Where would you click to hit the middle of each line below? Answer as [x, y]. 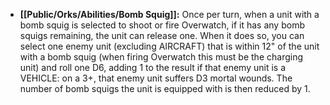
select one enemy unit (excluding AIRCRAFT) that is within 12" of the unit [169, 46]
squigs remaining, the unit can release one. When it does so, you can [162, 35]
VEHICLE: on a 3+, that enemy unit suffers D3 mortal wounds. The [156, 78]
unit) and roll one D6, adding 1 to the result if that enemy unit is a [152, 67]
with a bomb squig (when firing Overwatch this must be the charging [161, 57]
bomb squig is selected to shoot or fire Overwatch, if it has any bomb [162, 25]
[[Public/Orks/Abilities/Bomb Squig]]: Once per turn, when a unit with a [169, 14]
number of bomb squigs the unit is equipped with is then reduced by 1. [165, 88]
